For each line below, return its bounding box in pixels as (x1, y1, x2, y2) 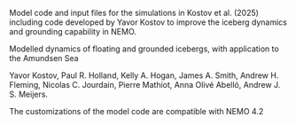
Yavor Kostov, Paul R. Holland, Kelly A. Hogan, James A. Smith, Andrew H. (9, 70, 279, 81)
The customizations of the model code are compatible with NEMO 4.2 (9, 106, 264, 116)
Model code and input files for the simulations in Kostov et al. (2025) (9, 8, 260, 18)
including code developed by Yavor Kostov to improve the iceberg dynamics (9, 17, 288, 27)
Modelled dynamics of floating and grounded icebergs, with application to (9, 43, 279, 54)
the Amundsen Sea (9, 53, 79, 63)
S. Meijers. (9, 89, 49, 99)
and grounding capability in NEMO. (9, 27, 137, 36)
